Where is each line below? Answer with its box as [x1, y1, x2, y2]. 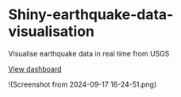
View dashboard [8, 64, 62, 73]
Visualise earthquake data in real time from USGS [8, 48, 170, 58]
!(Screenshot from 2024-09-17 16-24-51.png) [8, 80, 157, 89]
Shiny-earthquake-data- [8, 6, 174, 24]
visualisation [8, 22, 95, 41]
